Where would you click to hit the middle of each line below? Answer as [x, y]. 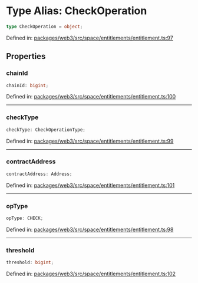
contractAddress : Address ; [39, 174]
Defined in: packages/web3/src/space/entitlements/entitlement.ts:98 [90, 229]
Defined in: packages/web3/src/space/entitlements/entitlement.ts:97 [90, 38]
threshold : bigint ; [30, 263]
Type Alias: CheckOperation [77, 11]
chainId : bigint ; [27, 85]
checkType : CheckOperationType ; [46, 130]
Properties [26, 56]
